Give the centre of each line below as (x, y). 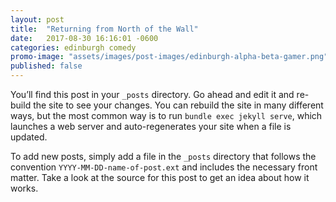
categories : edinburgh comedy (73, 47)
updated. (29, 137)
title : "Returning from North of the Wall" (104, 29)
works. (24, 188)
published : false (46, 66)
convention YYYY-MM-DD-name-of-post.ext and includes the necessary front (164, 167)
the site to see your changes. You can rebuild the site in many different (178, 105)
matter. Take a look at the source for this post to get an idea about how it (160, 177)
